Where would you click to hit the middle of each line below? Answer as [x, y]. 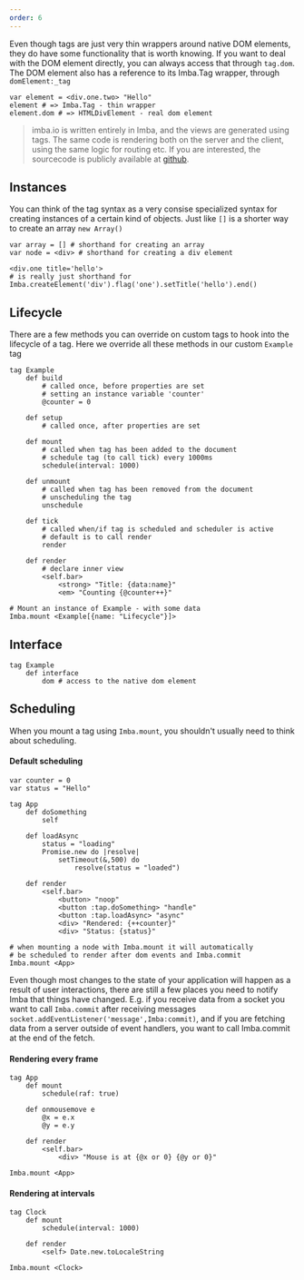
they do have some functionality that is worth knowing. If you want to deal [147, 53]
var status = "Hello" [50, 789]
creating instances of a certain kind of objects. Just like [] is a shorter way [149, 219]
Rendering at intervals [52, 1193]
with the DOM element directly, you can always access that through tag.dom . [152, 63]
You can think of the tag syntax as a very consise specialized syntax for [143, 209]
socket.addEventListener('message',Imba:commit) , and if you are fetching [147, 1019]
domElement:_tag [40, 81]
